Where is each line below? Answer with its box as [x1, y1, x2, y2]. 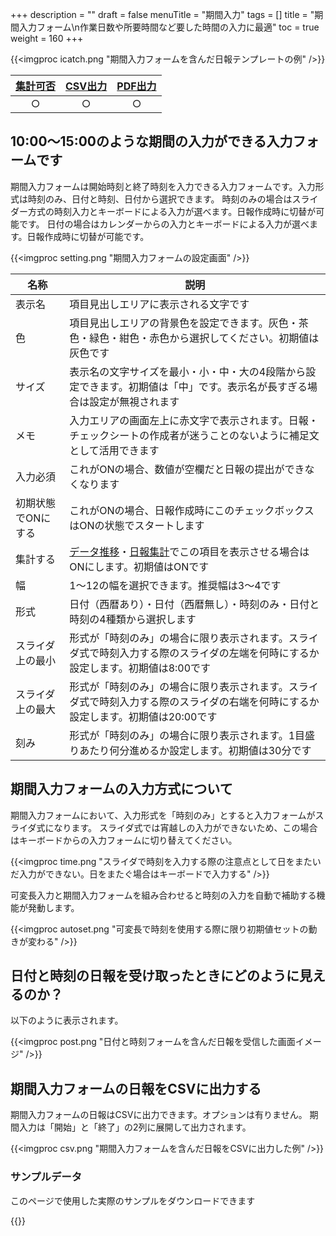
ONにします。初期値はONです [69, 559, 210, 573]
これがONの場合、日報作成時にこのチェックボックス [69, 503, 315, 517]
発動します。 [27, 901, 80, 913]
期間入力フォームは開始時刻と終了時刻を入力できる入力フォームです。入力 [10, 180, 316, 192]
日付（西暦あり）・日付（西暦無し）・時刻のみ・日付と [69, 597, 320, 611]
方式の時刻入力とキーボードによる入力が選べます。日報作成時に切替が [27, 205, 317, 217]
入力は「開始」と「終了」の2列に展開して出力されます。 [18, 1121, 252, 1133]
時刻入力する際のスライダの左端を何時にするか [99, 646, 320, 660]
